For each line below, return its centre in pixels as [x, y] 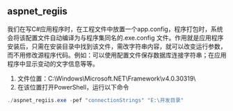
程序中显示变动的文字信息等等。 [53, 63]
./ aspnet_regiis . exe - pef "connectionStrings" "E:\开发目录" [96, 100]
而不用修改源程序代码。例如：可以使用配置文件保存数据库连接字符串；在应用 [117, 55]
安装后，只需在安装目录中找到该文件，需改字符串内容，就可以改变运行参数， [117, 46]
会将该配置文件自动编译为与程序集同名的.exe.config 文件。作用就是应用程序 [115, 37]
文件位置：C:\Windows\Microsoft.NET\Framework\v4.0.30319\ [106, 78]
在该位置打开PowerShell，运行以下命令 [73, 87]
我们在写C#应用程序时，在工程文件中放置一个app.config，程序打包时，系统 [115, 29]
